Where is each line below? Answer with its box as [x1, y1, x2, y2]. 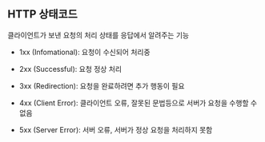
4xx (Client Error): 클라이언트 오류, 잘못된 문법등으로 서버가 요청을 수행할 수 [18, 98, 258, 108]
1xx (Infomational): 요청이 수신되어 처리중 [18, 47, 151, 57]
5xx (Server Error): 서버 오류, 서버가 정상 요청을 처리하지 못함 [18, 124, 213, 134]
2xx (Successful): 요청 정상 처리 [18, 64, 122, 73]
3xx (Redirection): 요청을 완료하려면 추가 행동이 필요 [18, 81, 185, 90]
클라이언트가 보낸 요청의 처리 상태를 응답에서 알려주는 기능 [7, 30, 190, 40]
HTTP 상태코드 [7, 7, 78, 22]
